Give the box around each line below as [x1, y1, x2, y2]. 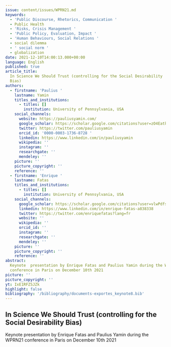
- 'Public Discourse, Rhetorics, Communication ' [10, 17, 117, 22]
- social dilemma [10, 41, 47, 46]
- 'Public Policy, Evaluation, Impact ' [10, 31, 97, 36]
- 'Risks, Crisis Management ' [10, 26, 76, 32]
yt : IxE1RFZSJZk [5, 282, 40, 287]
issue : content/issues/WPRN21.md [5, 7, 76, 13]
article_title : [5, 69, 38, 74]
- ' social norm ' [10, 45, 49, 50]
